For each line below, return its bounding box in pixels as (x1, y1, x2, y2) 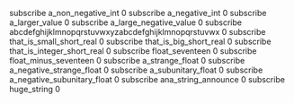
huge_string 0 (9, 84, 61, 94)
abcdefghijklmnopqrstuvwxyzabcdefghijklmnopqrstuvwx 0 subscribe (9, 27, 266, 37)
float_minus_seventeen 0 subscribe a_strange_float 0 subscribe (9, 56, 245, 65)
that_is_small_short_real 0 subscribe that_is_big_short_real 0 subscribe (9, 36, 272, 47)
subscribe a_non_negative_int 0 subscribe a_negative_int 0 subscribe (9, 8, 267, 18)
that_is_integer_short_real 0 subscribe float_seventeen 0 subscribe (9, 46, 257, 56)
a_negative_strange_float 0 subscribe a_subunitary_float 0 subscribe (9, 64, 263, 75)
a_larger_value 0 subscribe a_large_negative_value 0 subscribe (9, 17, 243, 28)
